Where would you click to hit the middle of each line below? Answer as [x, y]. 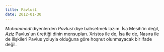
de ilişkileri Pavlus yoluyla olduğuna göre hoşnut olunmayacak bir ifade [79, 39]
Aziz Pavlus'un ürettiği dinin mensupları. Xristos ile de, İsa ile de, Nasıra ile [82, 34]
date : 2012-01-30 [23, 14]
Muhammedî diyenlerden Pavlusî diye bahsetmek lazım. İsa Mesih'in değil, [82, 28]
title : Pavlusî [21, 10]
